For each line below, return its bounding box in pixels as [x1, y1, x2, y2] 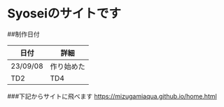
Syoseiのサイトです [7, 6, 121, 22]
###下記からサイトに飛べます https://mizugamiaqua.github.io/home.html [7, 92, 217, 100]
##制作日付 [7, 30, 40, 38]
